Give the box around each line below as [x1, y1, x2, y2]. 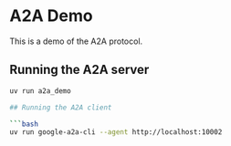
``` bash [9, 120, 39, 129]
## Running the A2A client [9, 102, 112, 112]
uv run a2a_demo [9, 86, 71, 96]
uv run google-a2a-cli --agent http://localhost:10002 [9, 128, 223, 137]
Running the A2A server [9, 62, 150, 78]
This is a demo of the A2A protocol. [9, 36, 143, 47]
